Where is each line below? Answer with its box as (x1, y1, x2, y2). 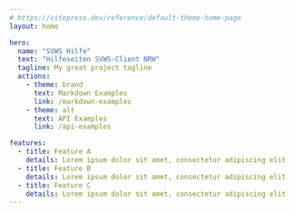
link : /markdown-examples (33, 97, 132, 106)
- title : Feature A (17, 147, 92, 157)
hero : (9, 38, 30, 47)
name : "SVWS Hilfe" (17, 46, 92, 55)
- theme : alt (25, 105, 75, 114)
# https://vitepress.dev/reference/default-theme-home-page (9, 13, 242, 23)
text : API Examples (33, 114, 107, 123)
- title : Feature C (17, 180, 92, 190)
